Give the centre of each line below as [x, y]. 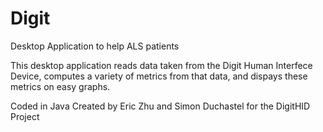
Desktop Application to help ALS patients [95, 46]
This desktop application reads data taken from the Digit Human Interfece [161, 65]
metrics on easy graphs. [60, 86]
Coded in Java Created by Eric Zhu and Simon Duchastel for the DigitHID [160, 106]
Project [25, 116]
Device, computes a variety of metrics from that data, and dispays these [159, 76]
